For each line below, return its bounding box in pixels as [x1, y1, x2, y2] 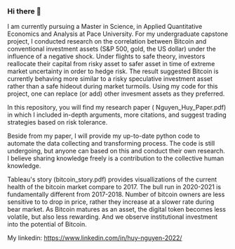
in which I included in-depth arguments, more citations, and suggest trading [7, 110, 227, 119]
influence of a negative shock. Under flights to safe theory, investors [7, 52, 206, 60]
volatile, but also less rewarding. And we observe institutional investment [7, 212, 218, 221]
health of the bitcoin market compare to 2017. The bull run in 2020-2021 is [7, 183, 222, 191]
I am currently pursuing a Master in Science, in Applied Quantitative [7, 23, 203, 31]
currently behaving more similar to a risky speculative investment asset [7, 75, 213, 83]
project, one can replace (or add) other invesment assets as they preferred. [7, 89, 225, 98]
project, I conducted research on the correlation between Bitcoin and [7, 37, 207, 46]
